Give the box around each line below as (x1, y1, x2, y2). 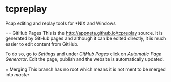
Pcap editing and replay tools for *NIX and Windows (5, 20, 116, 26)
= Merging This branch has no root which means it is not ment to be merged (5, 66, 166, 72)
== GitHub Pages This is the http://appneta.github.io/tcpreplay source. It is (5, 30, 163, 36)
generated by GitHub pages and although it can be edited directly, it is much (5, 35, 166, 42)
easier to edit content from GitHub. (5, 40, 79, 47)
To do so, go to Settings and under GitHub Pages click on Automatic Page (5, 51, 162, 57)
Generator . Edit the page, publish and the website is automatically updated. (5, 56, 164, 62)
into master (5, 71, 30, 77)
